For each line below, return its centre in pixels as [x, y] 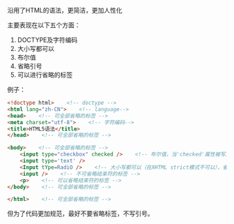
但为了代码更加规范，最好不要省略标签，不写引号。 [80, 214]
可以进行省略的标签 [45, 75]
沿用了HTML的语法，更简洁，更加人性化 [65, 10]
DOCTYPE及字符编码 [47, 40]
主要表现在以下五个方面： [44, 25]
